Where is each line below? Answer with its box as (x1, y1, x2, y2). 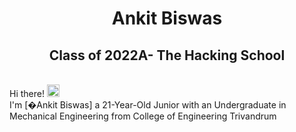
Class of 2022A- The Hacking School (48, 47, 286, 64)
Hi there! (9, 88, 45, 99)
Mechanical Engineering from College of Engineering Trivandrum (9, 110, 277, 122)
